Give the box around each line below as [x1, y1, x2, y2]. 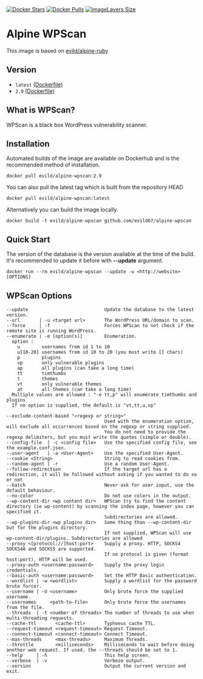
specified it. [6, 509, 43, 515]
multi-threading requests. [6, 615, 75, 621]
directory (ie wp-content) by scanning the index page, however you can [6, 503, 194, 509]
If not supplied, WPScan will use [104, 530, 191, 536]
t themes [17, 376, 59, 382]
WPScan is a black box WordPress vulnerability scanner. [6, 121, 148, 128]
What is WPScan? [6, 105, 75, 115]
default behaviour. [6, 488, 56, 494]
